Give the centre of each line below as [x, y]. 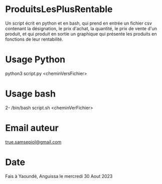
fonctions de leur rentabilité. [34, 39]
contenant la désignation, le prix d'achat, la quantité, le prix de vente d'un [81, 28]
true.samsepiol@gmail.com [33, 142]
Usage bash [31, 94]
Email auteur [32, 128]
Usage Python [35, 60]
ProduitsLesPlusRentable [59, 9]
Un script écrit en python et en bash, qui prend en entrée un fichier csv [78, 23]
